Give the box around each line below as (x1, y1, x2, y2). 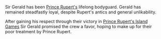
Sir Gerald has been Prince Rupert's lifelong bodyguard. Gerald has (5, 4, 141, 10)
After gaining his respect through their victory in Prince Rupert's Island (5, 19, 148, 24)
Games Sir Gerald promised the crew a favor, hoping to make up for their (5, 24, 152, 29)
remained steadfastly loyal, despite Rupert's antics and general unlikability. (5, 9, 157, 15)
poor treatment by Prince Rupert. (5, 29, 72, 34)
